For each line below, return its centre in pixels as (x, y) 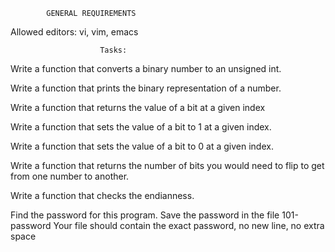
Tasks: (113, 50)
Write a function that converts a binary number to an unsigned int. (146, 68)
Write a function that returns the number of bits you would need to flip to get (167, 165)
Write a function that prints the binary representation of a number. (146, 88)
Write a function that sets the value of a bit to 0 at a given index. (142, 146)
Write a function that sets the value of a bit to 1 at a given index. (141, 127)
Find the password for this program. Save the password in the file (145, 215)
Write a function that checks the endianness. (102, 195)
